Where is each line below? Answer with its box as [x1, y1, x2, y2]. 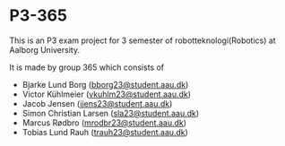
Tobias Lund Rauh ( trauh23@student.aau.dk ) [22, 126, 188, 137]
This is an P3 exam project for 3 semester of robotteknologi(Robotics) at [9, 35, 276, 46]
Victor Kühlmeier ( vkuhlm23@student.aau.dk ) [22, 89, 191, 99]
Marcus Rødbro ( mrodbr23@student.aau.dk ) [22, 117, 186, 128]
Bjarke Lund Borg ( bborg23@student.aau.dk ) [22, 79, 189, 90]
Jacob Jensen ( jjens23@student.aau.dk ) [22, 98, 173, 108]
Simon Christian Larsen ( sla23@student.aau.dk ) [22, 107, 200, 118]
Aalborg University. [9, 44, 81, 55]
